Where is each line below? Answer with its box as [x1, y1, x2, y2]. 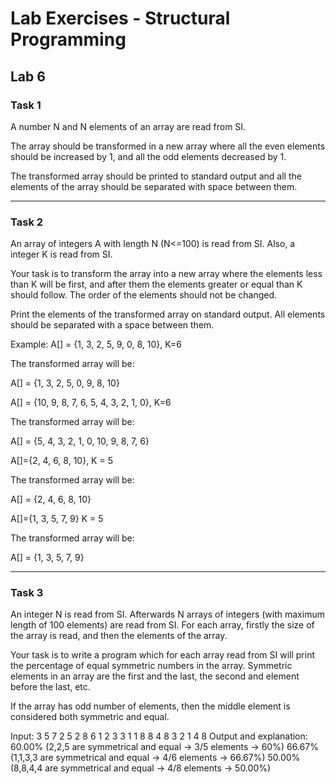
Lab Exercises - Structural [10, 7, 231, 30]
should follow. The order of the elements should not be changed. [10, 289, 278, 301]
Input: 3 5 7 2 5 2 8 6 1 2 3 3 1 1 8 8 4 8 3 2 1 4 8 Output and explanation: [10, 730, 308, 742]
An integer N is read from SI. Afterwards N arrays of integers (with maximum [10, 608, 325, 621]
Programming [10, 28, 127, 51]
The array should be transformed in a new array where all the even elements [10, 140, 326, 152]
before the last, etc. [10, 681, 91, 693]
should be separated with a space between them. [10, 319, 215, 331]
